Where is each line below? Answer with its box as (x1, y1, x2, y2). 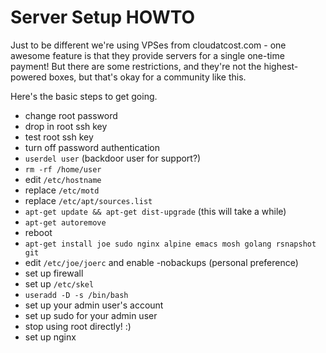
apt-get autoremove (24, 217, 107, 228)
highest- (263, 60, 299, 72)
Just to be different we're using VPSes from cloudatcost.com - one (10, 39, 287, 51)
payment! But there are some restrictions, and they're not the (10, 60, 262, 72)
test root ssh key (24, 131, 94, 143)
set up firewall (24, 267, 84, 279)
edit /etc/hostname (24, 173, 102, 185)
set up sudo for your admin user (24, 309, 158, 321)
